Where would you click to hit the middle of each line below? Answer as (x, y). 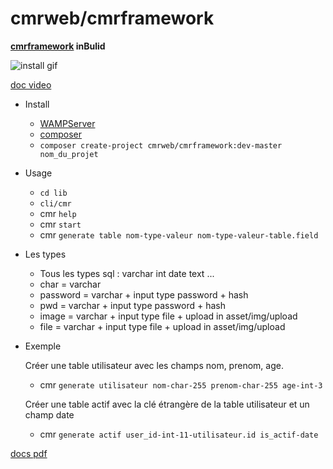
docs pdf (29, 453)
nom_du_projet (69, 154)
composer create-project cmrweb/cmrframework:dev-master (161, 145)
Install (37, 104)
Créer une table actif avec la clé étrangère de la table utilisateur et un (167, 404)
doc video (31, 84)
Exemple (43, 346)
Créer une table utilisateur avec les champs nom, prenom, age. (154, 365)
